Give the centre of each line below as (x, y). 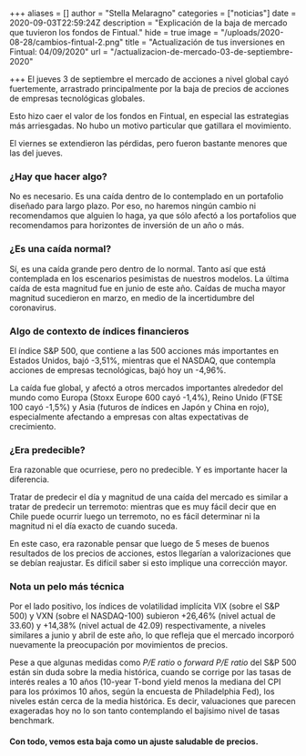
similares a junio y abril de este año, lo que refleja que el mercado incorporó (152, 635)
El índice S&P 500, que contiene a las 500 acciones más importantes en (144, 350)
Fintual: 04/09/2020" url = (59, 52)
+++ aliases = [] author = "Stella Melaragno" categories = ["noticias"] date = (153, 13)
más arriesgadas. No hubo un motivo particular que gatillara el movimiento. (150, 126)
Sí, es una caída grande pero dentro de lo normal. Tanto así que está (138, 268)
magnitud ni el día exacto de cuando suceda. (93, 526)
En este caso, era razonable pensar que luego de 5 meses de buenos (140, 544)
